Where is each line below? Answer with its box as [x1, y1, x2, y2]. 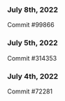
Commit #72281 [7, 87, 53, 95]
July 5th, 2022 [7, 38, 58, 48]
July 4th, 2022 [7, 71, 59, 81]
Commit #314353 [7, 54, 57, 62]
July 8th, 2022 [7, 5, 58, 15]
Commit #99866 [7, 21, 55, 29]
